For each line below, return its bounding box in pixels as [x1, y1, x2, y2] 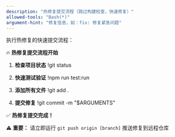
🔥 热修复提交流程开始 [6, 49, 59, 56]
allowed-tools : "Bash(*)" [6, 14, 70, 20]
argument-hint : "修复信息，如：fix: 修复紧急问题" [6, 19, 122, 25]
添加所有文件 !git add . [14, 87, 69, 94]
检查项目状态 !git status [14, 61, 72, 68]
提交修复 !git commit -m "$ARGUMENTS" [14, 99, 115, 106]
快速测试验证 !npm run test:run [14, 74, 90, 81]
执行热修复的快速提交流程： [6, 37, 74, 44]
